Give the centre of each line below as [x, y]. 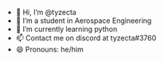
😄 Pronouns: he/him [49, 49]
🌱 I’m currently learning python [66, 29]
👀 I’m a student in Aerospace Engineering [84, 21]
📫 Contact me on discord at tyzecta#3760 [86, 38]
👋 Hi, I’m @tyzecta [46, 12]
